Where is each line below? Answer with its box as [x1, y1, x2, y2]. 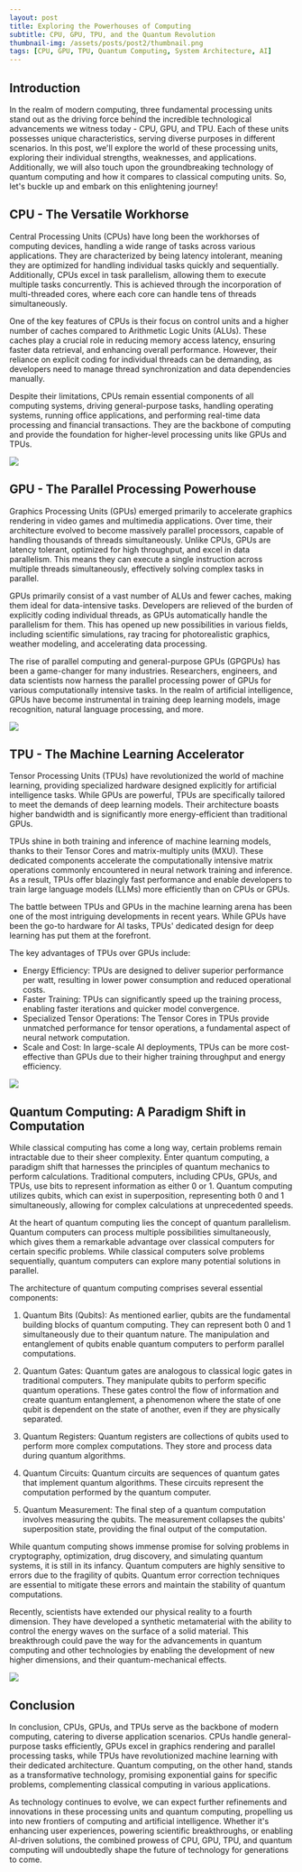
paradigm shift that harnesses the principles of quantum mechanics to [9, 1162, 270, 1172]
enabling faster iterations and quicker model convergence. [22, 1004, 241, 1015]
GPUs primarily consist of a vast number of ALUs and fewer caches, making [9, 590, 292, 601]
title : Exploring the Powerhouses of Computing [9, 22, 192, 31]
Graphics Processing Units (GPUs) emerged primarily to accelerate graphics [9, 505, 293, 516]
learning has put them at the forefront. [9, 931, 151, 941]
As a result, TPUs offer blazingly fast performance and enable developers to [9, 875, 293, 885]
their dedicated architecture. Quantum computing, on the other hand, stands [9, 1760, 293, 1770]
